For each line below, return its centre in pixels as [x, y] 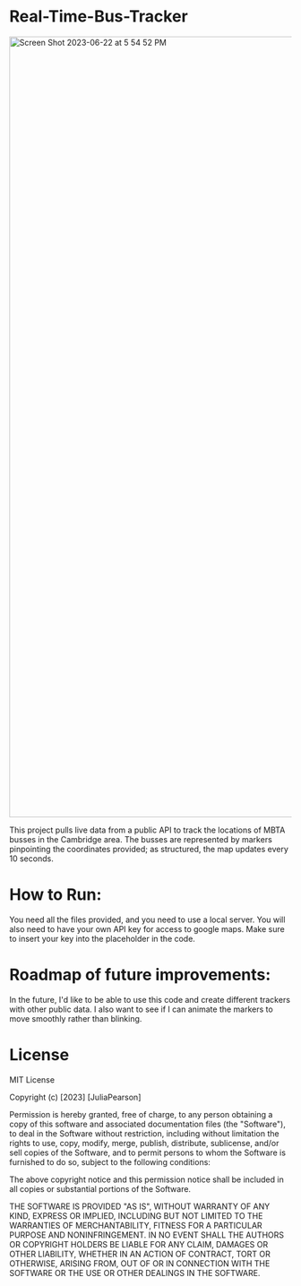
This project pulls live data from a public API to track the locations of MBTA [147, 830]
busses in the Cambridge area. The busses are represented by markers [141, 839]
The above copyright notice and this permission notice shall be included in [146, 1179]
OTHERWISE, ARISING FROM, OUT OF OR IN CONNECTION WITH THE [140, 1263]
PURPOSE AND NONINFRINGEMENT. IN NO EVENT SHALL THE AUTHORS [147, 1235]
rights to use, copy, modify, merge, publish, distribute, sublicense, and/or [144, 1143]
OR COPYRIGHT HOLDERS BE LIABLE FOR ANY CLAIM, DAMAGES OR [139, 1244]
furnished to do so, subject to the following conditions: [110, 1161]
